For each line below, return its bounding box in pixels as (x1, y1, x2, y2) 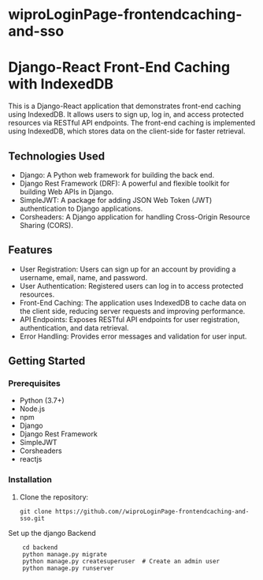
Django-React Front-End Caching (8, 58, 231, 77)
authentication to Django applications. (19, 204, 143, 213)
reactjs (19, 455, 43, 464)
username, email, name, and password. (19, 272, 148, 282)
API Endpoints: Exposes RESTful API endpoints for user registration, (19, 314, 240, 324)
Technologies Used (8, 149, 105, 163)
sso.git (19, 515, 45, 522)
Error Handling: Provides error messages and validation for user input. (19, 331, 247, 341)
